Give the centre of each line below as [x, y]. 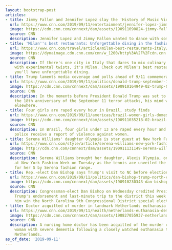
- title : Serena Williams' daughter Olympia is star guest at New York [83, 139]
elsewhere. [26, 106]
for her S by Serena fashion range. [54, 167]
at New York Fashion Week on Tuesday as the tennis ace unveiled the [90, 163]
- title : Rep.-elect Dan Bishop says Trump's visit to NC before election [87, 172]
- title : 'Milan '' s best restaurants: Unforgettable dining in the [79, 44]
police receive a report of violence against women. [72, 134]
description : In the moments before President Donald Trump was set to [88, 96]
